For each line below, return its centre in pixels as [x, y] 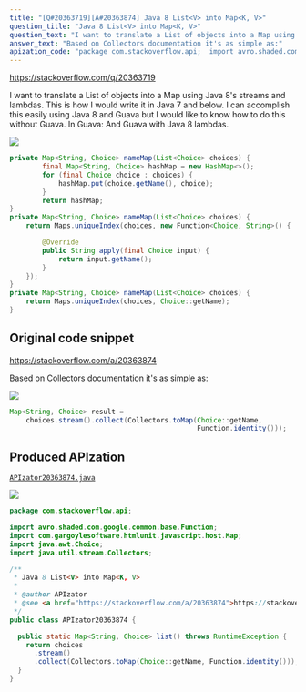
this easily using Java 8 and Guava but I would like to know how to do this [148, 115]
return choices [55, 645]
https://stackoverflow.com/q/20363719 [83, 77]
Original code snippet [72, 338]
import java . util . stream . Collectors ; [81, 553]
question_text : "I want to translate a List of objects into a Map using [153, 35]
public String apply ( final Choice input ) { [126, 250]
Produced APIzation [67, 457]
